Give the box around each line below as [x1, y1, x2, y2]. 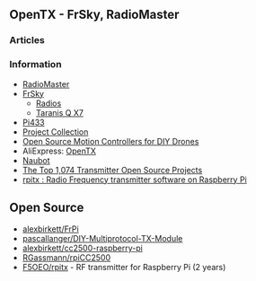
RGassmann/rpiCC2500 [22, 252, 111, 263]
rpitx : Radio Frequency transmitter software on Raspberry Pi [22, 174, 247, 185]
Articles [9, 34, 45, 47]
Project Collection [22, 126, 89, 137]
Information [9, 58, 62, 71]
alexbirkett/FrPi [22, 224, 79, 234]
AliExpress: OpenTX [22, 145, 97, 156]
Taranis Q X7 [35, 107, 84, 118]
